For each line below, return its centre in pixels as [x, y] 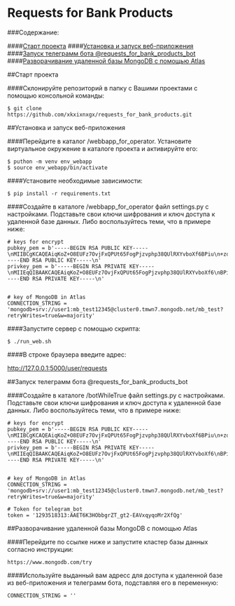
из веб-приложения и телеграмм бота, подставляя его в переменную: [113, 582]
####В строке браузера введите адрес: [67, 354]
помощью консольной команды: [56, 95]
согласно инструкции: [40, 549]
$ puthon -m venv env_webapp [50, 162]
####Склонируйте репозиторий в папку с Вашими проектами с [102, 88]
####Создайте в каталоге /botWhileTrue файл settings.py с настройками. [116, 395]
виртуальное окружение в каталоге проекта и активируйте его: [102, 148]
